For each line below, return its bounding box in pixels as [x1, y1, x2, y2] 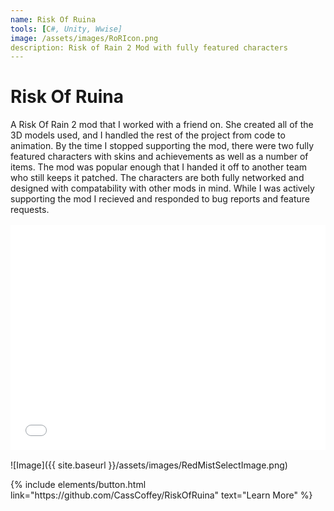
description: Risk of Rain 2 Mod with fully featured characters [10, 42, 288, 53]
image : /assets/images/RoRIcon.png [10, 33, 159, 43]
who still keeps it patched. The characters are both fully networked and [10, 172, 305, 184]
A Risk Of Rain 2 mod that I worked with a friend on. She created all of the [10, 119, 314, 131]
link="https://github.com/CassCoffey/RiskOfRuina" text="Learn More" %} [10, 489, 313, 501]
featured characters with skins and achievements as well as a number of [10, 151, 309, 163]
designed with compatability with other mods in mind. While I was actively [10, 182, 315, 195]
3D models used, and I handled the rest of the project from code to [10, 129, 286, 141]
